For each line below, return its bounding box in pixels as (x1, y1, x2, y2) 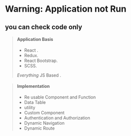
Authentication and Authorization (24, 115, 91, 120)
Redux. (24, 52, 39, 58)
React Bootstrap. (24, 58, 58, 63)
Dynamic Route (24, 125, 55, 131)
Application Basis (16, 37, 53, 42)
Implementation (16, 83, 50, 89)
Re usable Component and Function (24, 94, 96, 100)
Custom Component (24, 110, 65, 116)
